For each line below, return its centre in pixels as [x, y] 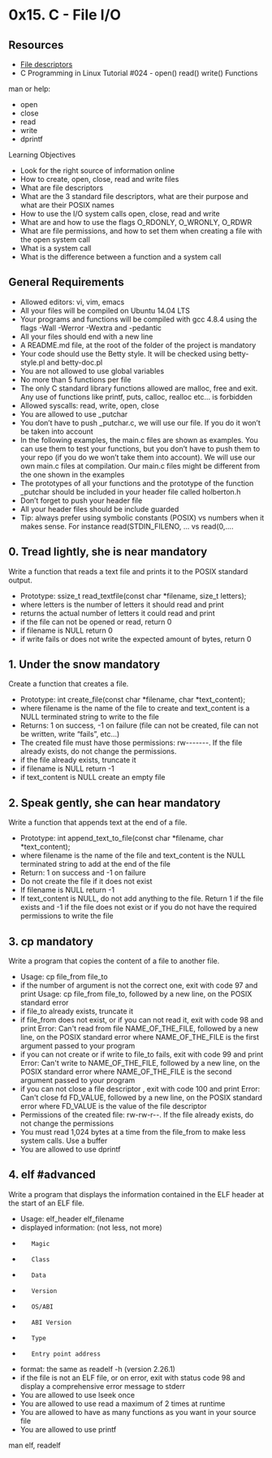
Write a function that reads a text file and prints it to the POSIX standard [128, 571]
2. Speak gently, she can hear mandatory [114, 803]
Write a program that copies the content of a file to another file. [114, 961]
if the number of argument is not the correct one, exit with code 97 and [139, 985]
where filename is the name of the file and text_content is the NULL [133, 855]
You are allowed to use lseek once [78, 1395]
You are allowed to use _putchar [74, 414]
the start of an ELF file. [47, 1203]
